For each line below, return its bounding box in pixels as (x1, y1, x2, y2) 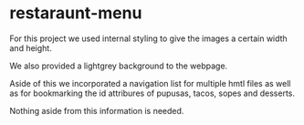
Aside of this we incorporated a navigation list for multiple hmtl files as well (9, 78, 291, 89)
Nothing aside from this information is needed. (9, 105, 184, 116)
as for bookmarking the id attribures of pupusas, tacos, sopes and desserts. (9, 88, 295, 99)
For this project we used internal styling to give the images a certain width (9, 33, 288, 44)
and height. (9, 42, 52, 53)
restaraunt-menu (9, 3, 142, 24)
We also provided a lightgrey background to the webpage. (9, 60, 228, 71)
